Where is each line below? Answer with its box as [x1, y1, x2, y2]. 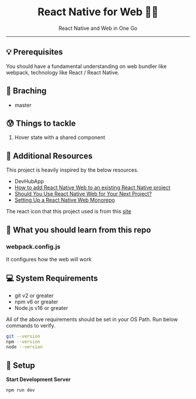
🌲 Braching [6, 86, 47, 96]
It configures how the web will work [6, 255, 92, 262]
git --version [6, 333, 41, 339]
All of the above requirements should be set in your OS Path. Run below [6, 316, 178, 323]
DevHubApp [14, 178, 44, 185]
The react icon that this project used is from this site [6, 208, 131, 215]
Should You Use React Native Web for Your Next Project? [14, 190, 152, 197]
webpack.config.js [6, 243, 61, 251]
